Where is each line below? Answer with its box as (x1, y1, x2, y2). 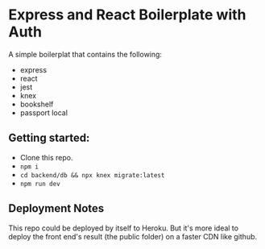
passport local (19, 107, 68, 118)
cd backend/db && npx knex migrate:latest (19, 171, 165, 179)
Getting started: (8, 131, 90, 145)
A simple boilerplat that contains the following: (8, 49, 163, 59)
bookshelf (19, 99, 54, 109)
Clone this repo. (19, 152, 73, 162)
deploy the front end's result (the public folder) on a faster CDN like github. (8, 231, 258, 241)
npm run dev (19, 180, 60, 188)
